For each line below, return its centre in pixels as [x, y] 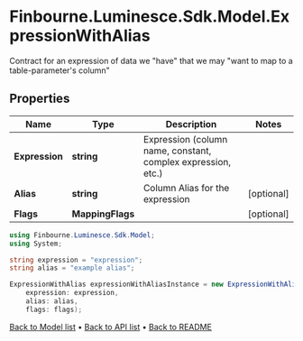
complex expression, [187, 161]
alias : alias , [52, 301]
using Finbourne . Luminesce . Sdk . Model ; [82, 235]
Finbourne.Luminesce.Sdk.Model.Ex [150, 17]
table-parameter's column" [60, 70]
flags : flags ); [54, 309]
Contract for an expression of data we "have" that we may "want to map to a [151, 60]
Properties [40, 99]
